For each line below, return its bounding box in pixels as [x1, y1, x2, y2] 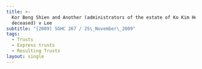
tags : [6, 31, 20, 37]
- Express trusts [11, 43, 55, 49]
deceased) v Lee [11, 20, 52, 26]
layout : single [6, 53, 44, 59]
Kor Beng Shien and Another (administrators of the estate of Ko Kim [11, 14, 189, 20]
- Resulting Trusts [11, 48, 61, 54]
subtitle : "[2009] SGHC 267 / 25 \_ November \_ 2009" [6, 25, 136, 32]
